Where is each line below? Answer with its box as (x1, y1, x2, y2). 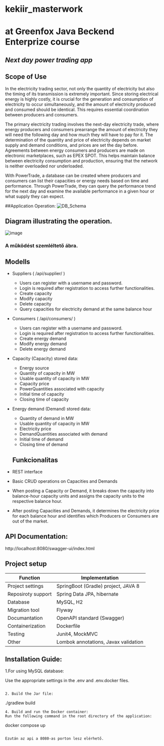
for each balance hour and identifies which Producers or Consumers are (12, 513, 158, 519)
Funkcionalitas (12, 456, 58, 464)
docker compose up (5, 722, 46, 728)
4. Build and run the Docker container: (5, 710, 89, 715)
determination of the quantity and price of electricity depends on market (5, 137, 151, 143)
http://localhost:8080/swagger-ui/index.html (5, 545, 95, 551)
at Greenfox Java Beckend (5, 26, 115, 37)
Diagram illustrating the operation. (5, 217, 113, 225)
